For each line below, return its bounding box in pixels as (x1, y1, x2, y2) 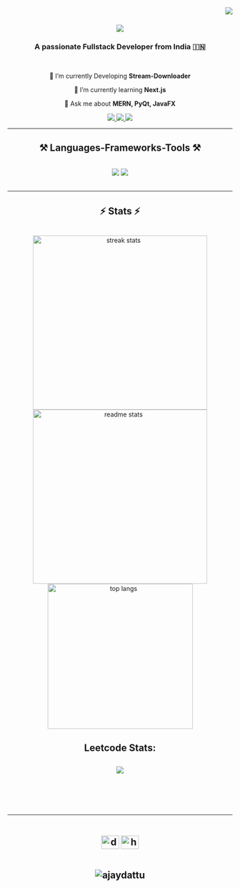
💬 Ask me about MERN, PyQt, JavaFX (64, 99, 176, 108)
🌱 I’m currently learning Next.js (74, 86, 166, 94)
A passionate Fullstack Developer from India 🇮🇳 (34, 42, 206, 52)
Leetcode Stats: (84, 742, 156, 754)
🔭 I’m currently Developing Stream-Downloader (49, 71, 191, 81)
